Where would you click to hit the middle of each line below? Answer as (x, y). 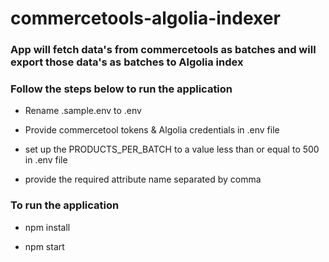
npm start (44, 246)
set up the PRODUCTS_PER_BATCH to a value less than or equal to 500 (172, 149)
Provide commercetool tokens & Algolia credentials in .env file (152, 130)
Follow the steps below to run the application (121, 89)
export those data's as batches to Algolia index (127, 62)
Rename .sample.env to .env (83, 111)
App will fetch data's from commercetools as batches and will (163, 50)
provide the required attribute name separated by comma (143, 179)
